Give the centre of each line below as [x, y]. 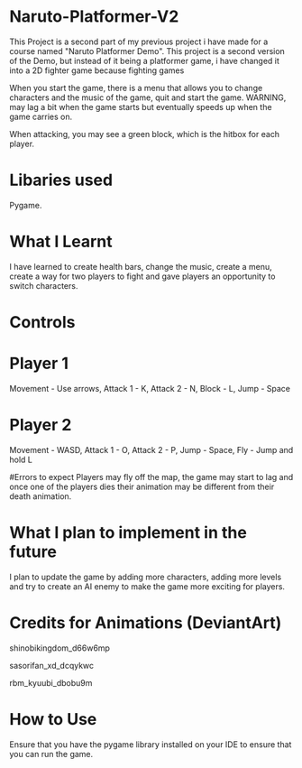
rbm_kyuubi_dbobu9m [51, 682]
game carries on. [41, 116]
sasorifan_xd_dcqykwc [52, 665]
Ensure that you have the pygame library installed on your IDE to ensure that [151, 744]
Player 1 [39, 364]
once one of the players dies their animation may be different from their [142, 486]
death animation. [41, 496]
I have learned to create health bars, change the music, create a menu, [141, 266]
